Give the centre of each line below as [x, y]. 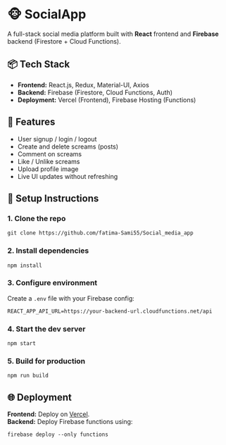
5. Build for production [46, 361]
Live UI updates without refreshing [68, 176]
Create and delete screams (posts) [68, 146]
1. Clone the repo [37, 218]
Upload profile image [48, 169]
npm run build [28, 376]
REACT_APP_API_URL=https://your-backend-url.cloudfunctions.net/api [110, 311]
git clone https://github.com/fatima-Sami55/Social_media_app [100, 233]
